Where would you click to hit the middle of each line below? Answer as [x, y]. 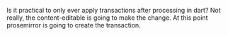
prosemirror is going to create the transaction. [74, 25]
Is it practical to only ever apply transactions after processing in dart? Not [114, 10]
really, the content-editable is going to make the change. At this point [107, 18]
